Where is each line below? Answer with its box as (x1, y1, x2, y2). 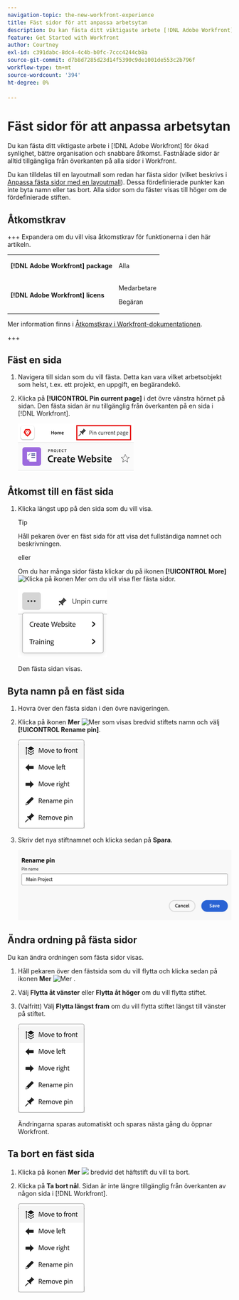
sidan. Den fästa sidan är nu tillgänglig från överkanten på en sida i (17, 402, 213, 411)
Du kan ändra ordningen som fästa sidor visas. (7, 953, 144, 961)
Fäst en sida (7, 354, 63, 366)
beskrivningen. (17, 539, 62, 548)
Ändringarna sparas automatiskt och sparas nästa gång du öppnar (17, 1119, 213, 1128)
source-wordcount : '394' (7, 71, 81, 78)
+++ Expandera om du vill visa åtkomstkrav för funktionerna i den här (7, 233, 211, 241)
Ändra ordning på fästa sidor (7, 934, 137, 946)
